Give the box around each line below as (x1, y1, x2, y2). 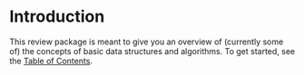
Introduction (9, 6, 105, 27)
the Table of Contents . (9, 55, 93, 66)
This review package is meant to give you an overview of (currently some (9, 36, 284, 47)
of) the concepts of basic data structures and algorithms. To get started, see (9, 45, 296, 56)
